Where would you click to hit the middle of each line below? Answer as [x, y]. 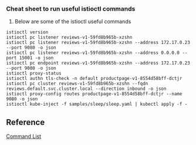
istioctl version [27, 32]
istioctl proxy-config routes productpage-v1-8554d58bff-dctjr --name [94, 94]
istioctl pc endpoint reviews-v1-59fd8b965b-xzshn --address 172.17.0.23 [98, 63]
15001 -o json [36, 58]
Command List [24, 136]
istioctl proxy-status [34, 73]
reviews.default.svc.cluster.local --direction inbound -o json [86, 89]
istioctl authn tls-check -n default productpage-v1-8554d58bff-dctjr [94, 79]
